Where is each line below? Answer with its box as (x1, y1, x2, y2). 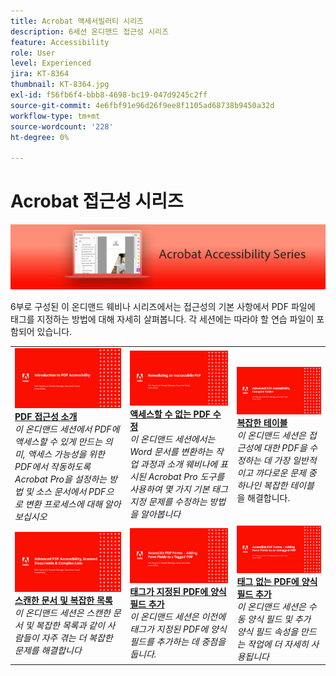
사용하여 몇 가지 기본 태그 (129, 483, 228, 495)
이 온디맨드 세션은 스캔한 (14, 606, 111, 619)
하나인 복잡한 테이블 (236, 479, 315, 491)
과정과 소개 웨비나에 (139, 458, 218, 470)
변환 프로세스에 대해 (24, 498, 103, 510)
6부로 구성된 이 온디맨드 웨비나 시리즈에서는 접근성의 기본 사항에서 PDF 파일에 (10, 301, 316, 313)
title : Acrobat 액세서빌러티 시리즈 (10, 16, 145, 26)
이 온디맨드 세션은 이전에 (129, 611, 227, 623)
